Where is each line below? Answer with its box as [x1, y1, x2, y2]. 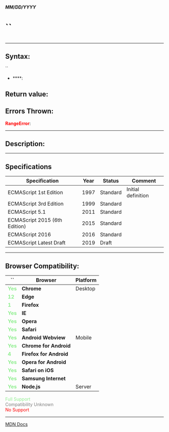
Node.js [22, 383, 41, 390]
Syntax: [5, 52, 30, 60]
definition [126, 192, 149, 199]
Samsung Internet [22, 375, 66, 382]
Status [103, 178, 119, 185]
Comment [131, 178, 156, 185]
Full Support [5, 396, 31, 402]
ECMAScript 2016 [8, 231, 51, 238]
